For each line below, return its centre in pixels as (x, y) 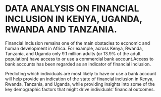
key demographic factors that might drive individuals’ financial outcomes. (80, 89)
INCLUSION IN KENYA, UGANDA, (74, 19)
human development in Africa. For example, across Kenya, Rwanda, (74, 48)
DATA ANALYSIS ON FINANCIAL (72, 9)
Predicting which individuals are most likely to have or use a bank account (81, 73)
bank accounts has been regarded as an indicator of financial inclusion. (78, 64)
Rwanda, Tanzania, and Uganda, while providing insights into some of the (80, 84)
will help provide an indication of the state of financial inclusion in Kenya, (79, 79)
